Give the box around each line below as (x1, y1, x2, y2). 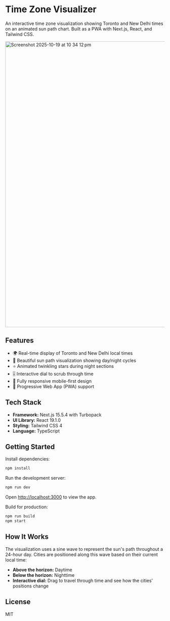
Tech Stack (5, 398, 41, 407)
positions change (12, 583, 49, 589)
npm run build (5, 514, 35, 519)
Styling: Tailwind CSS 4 (12, 422, 63, 428)
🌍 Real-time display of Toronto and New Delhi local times (12, 350, 133, 356)
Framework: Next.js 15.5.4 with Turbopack (12, 412, 102, 418)
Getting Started (5, 442, 55, 451)
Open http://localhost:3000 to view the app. (5, 494, 97, 500)
